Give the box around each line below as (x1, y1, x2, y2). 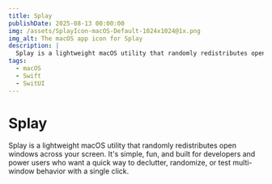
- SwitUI (15, 79, 45, 87)
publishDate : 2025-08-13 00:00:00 (8, 19, 125, 27)
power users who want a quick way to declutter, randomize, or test (8, 158, 232, 168)
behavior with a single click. (36, 166, 130, 176)
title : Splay (8, 11, 53, 20)
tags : (8, 57, 27, 65)
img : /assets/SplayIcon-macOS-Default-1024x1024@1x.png (8, 27, 201, 35)
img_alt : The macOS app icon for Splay (8, 34, 143, 43)
